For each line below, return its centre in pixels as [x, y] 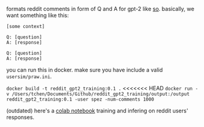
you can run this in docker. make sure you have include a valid [85, 70]
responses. [20, 117]
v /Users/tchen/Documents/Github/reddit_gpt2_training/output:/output [98, 94]
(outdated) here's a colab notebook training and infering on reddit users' [97, 111]
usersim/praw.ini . [29, 76]
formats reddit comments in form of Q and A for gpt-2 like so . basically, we [100, 9]
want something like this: [38, 15]
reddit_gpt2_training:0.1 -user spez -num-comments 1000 [80, 100]
